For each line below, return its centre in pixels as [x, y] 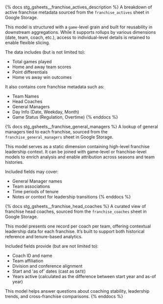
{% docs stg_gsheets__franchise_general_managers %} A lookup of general [81, 127]
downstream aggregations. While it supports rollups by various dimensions [81, 32]
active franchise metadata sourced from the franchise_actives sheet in [77, 12]
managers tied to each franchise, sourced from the [56, 132]
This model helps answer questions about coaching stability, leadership [77, 291]
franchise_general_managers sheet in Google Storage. [59, 137]
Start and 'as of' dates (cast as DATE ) [49, 271]
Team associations [31, 186]
